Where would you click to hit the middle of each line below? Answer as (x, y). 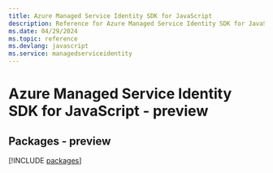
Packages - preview (60, 141)
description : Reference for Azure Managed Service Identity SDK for (127, 24)
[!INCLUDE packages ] (45, 160)
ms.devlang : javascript (49, 46)
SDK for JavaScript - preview (108, 111)
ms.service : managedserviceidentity (70, 54)
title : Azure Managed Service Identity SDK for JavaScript (110, 16)
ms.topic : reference (43, 39)
